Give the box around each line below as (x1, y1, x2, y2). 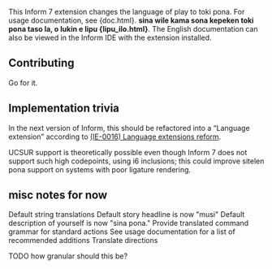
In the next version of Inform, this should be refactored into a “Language (8, 123, 250, 132)
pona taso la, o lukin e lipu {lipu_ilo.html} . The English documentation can (8, 24, 258, 33)
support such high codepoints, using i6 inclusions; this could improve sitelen (8, 156, 265, 166)
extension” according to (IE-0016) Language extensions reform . (8, 132, 222, 141)
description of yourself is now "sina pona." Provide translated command (8, 219, 249, 228)
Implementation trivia (8, 102, 120, 115)
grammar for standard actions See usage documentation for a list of (8, 227, 235, 236)
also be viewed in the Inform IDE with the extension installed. (8, 33, 213, 42)
